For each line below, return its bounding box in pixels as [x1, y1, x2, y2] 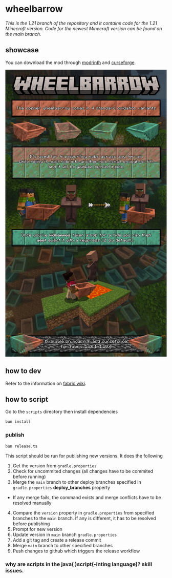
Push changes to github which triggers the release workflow [12, 548, 140, 554]
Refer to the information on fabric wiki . [5, 380, 87, 386]
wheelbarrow [5, 3, 63, 15]
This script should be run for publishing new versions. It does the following [5, 453, 163, 459]
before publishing [12, 521, 50, 527]
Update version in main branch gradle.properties [12, 531, 117, 538]
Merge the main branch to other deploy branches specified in [12, 479, 142, 485]
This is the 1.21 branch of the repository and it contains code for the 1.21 [5, 20, 158, 26]
